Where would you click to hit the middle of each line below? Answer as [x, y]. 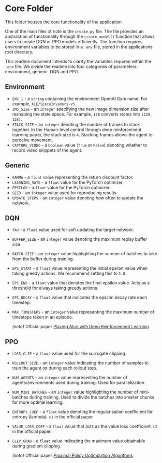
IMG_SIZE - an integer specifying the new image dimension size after [80, 109]
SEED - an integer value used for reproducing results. [65, 193]
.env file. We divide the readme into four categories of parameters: [71, 66]
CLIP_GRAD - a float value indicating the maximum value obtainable [79, 441]
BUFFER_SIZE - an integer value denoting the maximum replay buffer [80, 239]
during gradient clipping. [37, 446]
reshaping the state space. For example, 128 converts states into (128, [82, 114]
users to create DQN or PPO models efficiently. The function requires [74, 41]
